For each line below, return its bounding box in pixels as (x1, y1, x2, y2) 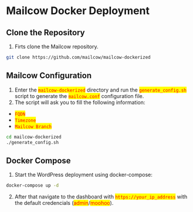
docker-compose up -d (6, 183, 59, 189)
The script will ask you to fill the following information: (14, 99, 145, 106)
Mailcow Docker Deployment (6, 4, 150, 18)
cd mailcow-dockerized (6, 134, 62, 140)
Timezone (14, 117, 36, 123)
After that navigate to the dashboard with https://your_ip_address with (14, 193, 188, 200)
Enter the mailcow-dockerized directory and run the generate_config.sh (14, 86, 187, 93)
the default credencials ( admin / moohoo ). (14, 200, 114, 207)
